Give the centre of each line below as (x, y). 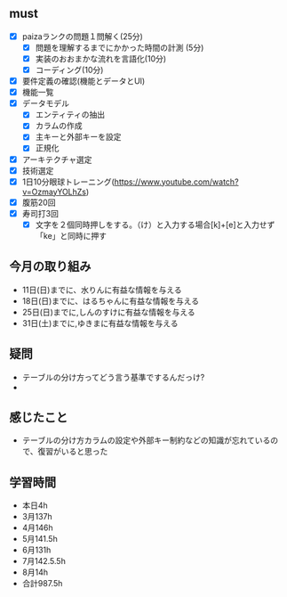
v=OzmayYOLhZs (54, 192)
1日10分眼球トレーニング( (68, 182)
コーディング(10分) (69, 70)
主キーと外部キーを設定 (78, 137)
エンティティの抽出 (70, 115)
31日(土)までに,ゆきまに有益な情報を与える (100, 323)
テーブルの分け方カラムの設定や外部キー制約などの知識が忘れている (146, 440)
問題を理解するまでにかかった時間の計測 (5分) (120, 47)
